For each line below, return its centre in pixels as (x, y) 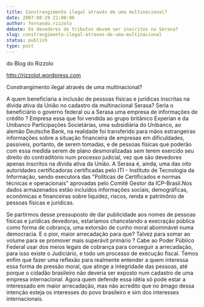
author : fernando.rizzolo (39, 23)
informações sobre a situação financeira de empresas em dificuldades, (95, 137)
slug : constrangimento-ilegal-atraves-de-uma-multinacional (84, 35)
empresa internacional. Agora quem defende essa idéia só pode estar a (96, 279)
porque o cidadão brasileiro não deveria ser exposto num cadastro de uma (100, 273)
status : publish (27, 40)
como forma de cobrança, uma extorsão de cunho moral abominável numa (100, 227)
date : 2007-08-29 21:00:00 (40, 18)
